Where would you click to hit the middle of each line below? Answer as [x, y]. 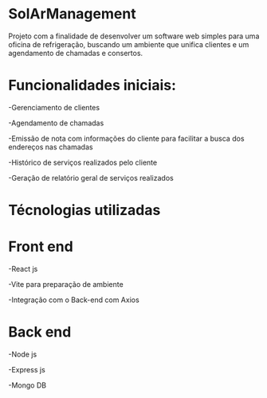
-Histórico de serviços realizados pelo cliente [83, 162]
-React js [23, 269]
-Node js [23, 354]
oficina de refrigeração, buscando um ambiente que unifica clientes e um [129, 44]
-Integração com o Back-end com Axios [74, 300]
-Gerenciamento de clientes [54, 107]
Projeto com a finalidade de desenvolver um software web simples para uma [134, 36]
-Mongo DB [27, 385]
